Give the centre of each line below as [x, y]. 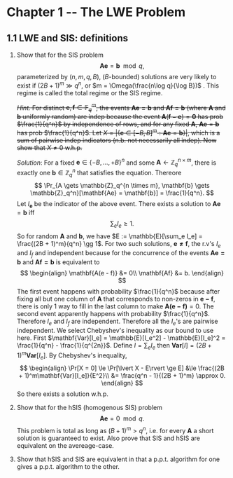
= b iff [26, 213]
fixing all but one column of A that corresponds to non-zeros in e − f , [116, 299]
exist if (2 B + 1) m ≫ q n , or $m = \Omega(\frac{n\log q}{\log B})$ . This [118, 85]
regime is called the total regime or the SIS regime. [90, 93]
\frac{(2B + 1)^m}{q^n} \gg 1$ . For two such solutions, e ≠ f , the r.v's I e [119, 245]
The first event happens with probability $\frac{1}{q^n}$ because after [118, 291]
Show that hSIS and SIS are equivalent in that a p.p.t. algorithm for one [118, 459]
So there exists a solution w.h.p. [63, 394]
